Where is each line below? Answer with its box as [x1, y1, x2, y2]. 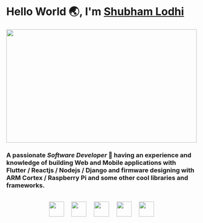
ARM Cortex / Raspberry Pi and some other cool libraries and [6, 173, 188, 182]
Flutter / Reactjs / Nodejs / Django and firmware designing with [6, 166, 195, 174]
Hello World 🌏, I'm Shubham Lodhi [6, 5, 184, 19]
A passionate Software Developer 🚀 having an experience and [6, 150, 192, 159]
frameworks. [6, 181, 45, 189]
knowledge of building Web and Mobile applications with [6, 158, 176, 167]
